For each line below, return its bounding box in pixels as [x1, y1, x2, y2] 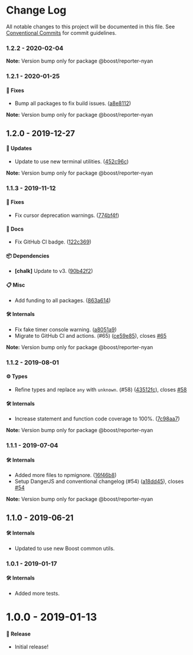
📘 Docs [6, 225, 24, 232]
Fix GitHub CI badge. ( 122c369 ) [14, 238, 92, 245]
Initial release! [14, 643, 49, 650]
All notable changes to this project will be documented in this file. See [6, 23, 175, 30]
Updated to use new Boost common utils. [14, 545, 115, 552]
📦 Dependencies [6, 252, 50, 259]
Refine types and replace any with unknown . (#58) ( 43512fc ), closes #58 [14, 386, 187, 393]
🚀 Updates [6, 145, 32, 152]
